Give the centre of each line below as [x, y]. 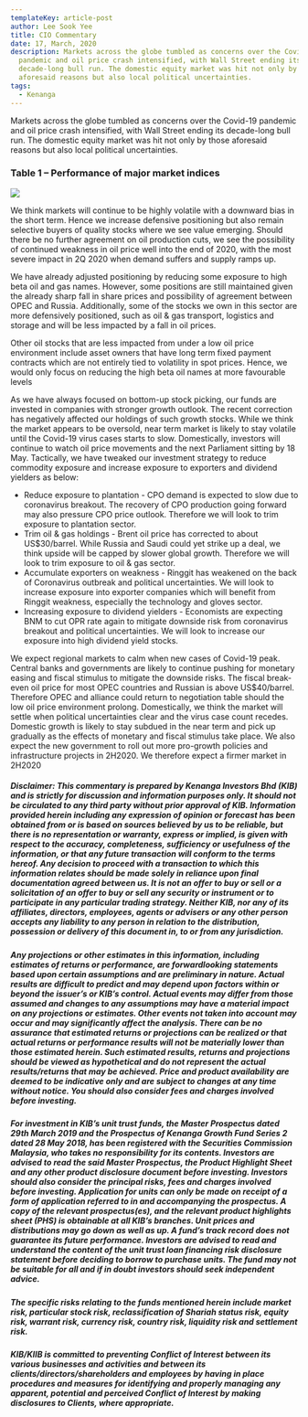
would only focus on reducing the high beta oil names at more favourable [148, 372]
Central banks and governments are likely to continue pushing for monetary [153, 667]
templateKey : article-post [62, 18]
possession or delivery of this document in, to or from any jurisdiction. [147, 932]
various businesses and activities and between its [108, 1364]
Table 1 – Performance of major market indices [115, 173]
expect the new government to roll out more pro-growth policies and [139, 745]
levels [21, 381]
